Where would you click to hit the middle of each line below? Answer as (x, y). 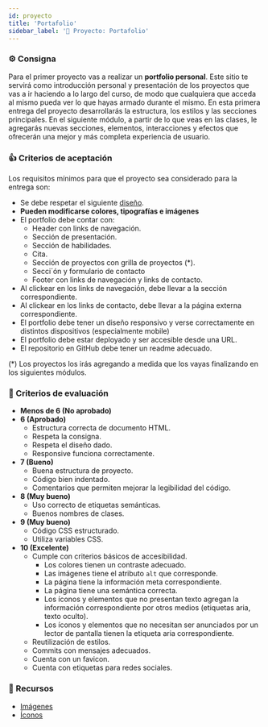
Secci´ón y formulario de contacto (89, 271)
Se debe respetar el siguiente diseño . (82, 202)
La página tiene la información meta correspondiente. (133, 582)
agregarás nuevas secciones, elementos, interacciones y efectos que (124, 128)
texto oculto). (66, 617)
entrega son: (29, 187)
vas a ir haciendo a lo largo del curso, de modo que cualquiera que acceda (132, 93)
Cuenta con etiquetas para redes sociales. (102, 668)
